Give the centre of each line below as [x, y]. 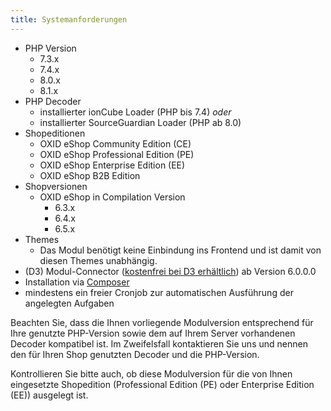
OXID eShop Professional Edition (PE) [117, 154]
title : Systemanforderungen [69, 19]
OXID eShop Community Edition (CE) [115, 143]
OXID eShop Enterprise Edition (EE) [112, 165]
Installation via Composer [77, 282]
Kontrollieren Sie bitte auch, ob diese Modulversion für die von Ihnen [151, 373]
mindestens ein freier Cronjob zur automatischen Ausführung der [159, 292]
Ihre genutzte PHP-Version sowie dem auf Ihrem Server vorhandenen [153, 333]
